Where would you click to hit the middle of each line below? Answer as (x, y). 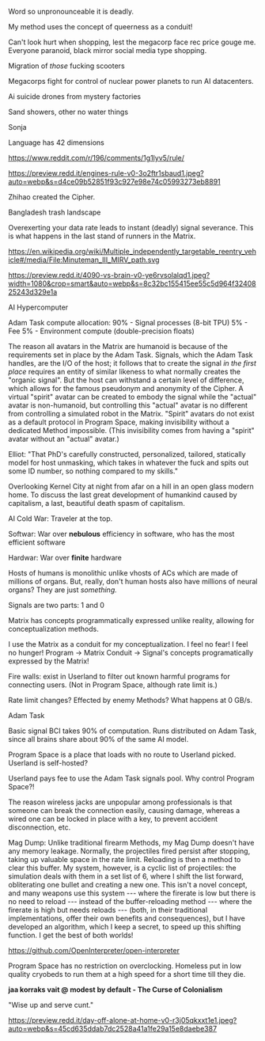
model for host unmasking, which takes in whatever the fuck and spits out (129, 463)
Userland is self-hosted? (48, 763)
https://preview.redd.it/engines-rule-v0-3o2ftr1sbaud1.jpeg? (106, 173)
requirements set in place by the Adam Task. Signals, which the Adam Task (131, 355)
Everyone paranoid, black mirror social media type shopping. (108, 50)
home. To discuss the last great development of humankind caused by (123, 495)
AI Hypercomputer (38, 307)
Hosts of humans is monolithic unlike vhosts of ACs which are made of (123, 573)
